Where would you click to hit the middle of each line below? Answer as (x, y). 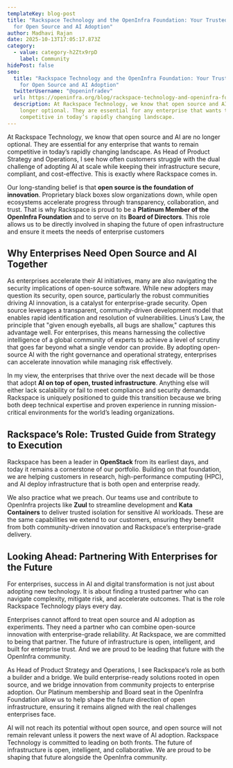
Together (27, 264)
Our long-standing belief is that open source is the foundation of (101, 187)
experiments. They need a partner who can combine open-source (102, 627)
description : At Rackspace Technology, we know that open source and (116, 104)
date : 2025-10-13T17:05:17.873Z (54, 40)
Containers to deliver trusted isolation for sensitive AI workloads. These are (115, 512)
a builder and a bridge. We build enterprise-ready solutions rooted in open (113, 678)
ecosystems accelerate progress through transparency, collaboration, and (113, 202)
